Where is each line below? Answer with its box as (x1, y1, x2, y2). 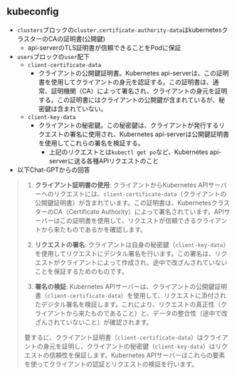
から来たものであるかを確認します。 (41, 225, 147, 234)
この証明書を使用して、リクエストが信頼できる (59, 216, 197, 225)
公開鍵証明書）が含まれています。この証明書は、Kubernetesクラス (34, 198, 231, 207)
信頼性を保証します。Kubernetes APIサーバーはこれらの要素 (48, 351, 226, 359)
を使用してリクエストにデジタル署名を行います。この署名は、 (34, 249, 215, 257)
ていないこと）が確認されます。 (59, 317, 153, 327)
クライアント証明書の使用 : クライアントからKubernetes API (34, 180, 209, 189)
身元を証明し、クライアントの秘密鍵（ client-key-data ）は (43, 341, 216, 350)
